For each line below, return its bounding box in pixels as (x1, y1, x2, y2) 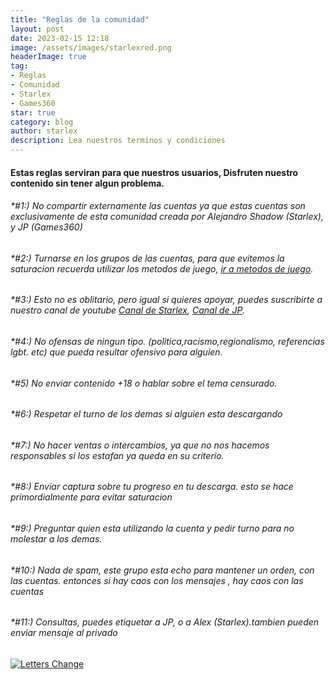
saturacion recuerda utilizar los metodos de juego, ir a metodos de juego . (10, 262, 314, 275)
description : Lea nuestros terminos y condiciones (10, 136, 226, 146)
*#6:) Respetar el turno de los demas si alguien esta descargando (10, 408, 283, 420)
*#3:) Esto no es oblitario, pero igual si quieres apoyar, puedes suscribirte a (10, 294, 323, 306)
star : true (10, 107, 56, 118)
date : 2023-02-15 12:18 (10, 33, 110, 43)
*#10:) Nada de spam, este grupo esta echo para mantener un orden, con (10, 564, 315, 576)
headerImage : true (10, 52, 87, 62)
